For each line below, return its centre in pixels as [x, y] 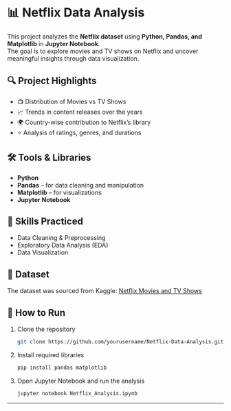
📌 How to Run [36, 313]
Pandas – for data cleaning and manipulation [80, 185]
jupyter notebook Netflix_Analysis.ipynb [77, 393]
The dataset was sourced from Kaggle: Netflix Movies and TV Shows [105, 291]
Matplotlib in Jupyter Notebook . [54, 43]
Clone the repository [46, 329]
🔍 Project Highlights [52, 81]
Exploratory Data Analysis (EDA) [63, 245]
